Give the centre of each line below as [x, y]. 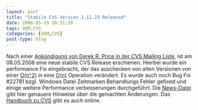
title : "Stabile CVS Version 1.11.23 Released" [66, 17]
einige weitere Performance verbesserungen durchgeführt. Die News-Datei [99, 88]
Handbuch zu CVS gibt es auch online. [54, 100]
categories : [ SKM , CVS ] [34, 34]
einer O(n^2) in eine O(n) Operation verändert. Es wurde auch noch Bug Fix [98, 75]
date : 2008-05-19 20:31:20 [40, 23]
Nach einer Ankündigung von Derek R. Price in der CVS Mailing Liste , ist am [99, 56]
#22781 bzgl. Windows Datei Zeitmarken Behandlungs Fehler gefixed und [96, 81]
